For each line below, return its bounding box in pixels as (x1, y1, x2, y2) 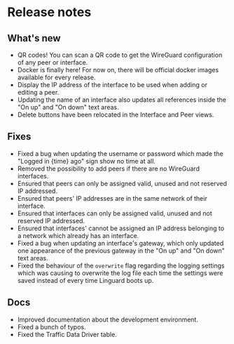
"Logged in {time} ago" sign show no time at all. (17, 157, 156, 165)
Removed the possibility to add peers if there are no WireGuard (17, 164, 200, 173)
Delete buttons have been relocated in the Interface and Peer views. (17, 110, 214, 119)
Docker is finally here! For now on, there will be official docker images (17, 66, 219, 74)
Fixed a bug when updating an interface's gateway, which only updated (17, 239, 224, 247)
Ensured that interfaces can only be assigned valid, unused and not (17, 209, 212, 218)
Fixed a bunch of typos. (17, 322, 86, 331)
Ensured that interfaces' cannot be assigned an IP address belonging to (17, 224, 225, 232)
